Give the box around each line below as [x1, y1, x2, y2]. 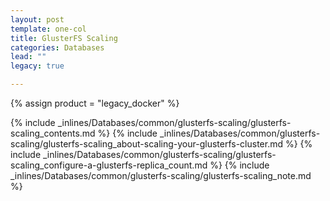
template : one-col [10, 24, 87, 34]
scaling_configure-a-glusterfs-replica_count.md [10, 159, 208, 171]
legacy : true [10, 61, 65, 71]
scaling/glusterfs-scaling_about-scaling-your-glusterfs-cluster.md [10, 138, 284, 150]
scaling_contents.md [10, 127, 96, 139]
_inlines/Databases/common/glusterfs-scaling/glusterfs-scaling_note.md [10, 170, 312, 181]
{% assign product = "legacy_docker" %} [10, 97, 180, 109]
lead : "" [10, 52, 47, 62]
